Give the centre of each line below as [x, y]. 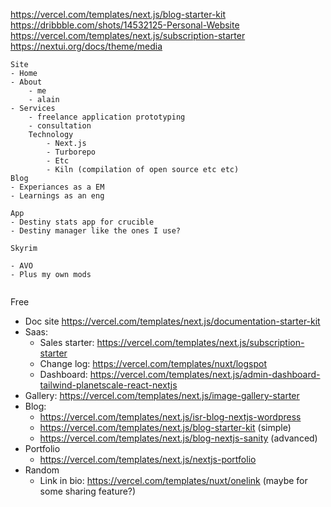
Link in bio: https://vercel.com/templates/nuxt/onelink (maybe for [173, 480]
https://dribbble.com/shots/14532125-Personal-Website [125, 25]
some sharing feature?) [88, 491]
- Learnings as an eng [57, 196]
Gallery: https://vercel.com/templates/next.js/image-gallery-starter [162, 395]
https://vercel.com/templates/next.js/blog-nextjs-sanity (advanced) [178, 438]
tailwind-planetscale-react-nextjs [108, 385]
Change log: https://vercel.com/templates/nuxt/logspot [153, 363]
